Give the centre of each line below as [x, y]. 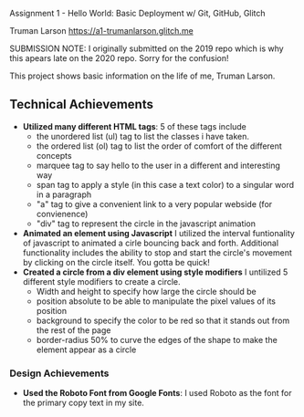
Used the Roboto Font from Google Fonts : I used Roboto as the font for [157, 393]
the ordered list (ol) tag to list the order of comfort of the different [159, 146]
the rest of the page [73, 330]
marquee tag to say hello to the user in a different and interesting [158, 165]
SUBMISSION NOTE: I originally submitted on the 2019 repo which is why [147, 48]
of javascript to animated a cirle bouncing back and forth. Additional [151, 243]
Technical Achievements [81, 104]
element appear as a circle [86, 349]
